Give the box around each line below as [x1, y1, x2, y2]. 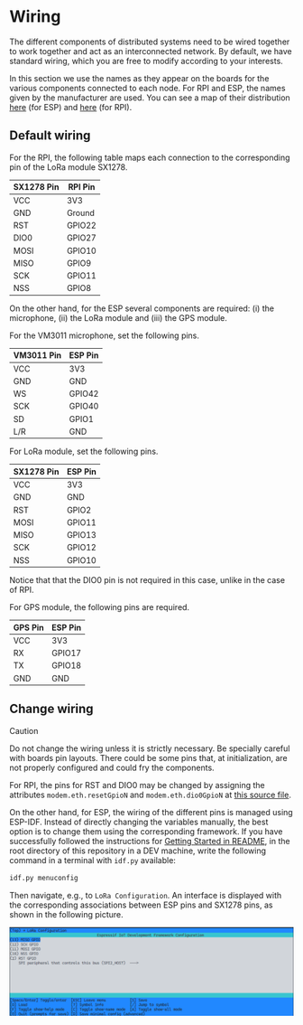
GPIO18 [51, 660, 82, 671]
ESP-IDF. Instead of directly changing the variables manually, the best [9, 816, 269, 827]
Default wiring [9, 128, 91, 144]
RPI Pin [68, 182, 96, 193]
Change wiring [9, 701, 94, 717]
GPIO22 [66, 220, 96, 230]
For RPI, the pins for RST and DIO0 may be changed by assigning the [9, 779, 266, 790]
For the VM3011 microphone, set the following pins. [9, 330, 200, 341]
